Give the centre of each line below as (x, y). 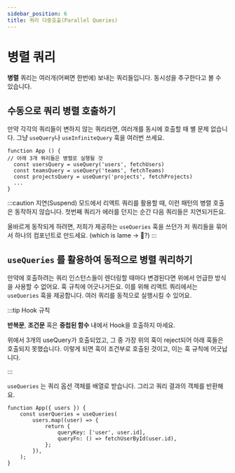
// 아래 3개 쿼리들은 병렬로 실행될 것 (55, 158)
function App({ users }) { (47, 408)
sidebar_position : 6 (38, 14)
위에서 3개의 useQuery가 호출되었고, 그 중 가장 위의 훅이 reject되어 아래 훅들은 (115, 340)
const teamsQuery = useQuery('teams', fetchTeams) (89, 171)
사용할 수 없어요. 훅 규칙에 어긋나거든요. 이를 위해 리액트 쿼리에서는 (106, 287)
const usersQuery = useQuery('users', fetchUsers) (89, 165)
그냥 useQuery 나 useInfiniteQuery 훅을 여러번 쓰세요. (90, 138)
